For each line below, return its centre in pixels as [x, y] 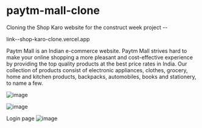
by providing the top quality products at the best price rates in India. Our [97, 64]
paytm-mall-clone [53, 11]
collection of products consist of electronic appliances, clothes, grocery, [97, 70]
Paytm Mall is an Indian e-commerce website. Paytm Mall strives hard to [97, 51]
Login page [20, 118]
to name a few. [25, 83]
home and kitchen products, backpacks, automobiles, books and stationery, [101, 76]
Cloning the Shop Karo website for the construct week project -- [87, 27]
